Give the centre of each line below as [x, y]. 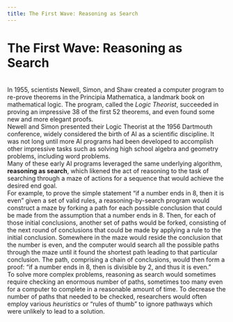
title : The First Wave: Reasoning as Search [73, 14]
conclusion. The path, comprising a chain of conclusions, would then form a [116, 259]
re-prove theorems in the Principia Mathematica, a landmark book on [106, 97]
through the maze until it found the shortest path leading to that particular [112, 252]
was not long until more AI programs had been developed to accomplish [111, 141]
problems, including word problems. [59, 156]
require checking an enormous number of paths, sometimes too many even [115, 282]
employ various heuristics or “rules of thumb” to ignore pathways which [110, 304]
